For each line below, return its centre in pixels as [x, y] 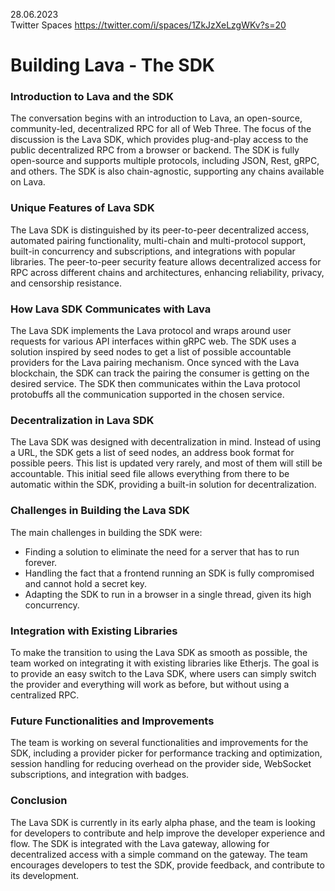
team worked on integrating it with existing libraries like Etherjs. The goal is [165, 663]
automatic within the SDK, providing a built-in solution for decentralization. [163, 485]
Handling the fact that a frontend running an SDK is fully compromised [169, 573]
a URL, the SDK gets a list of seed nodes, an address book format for [152, 453]
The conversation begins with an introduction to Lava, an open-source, [156, 118]
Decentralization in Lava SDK [82, 420]
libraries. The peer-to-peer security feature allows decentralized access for [166, 261]
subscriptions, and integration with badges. [100, 775]
